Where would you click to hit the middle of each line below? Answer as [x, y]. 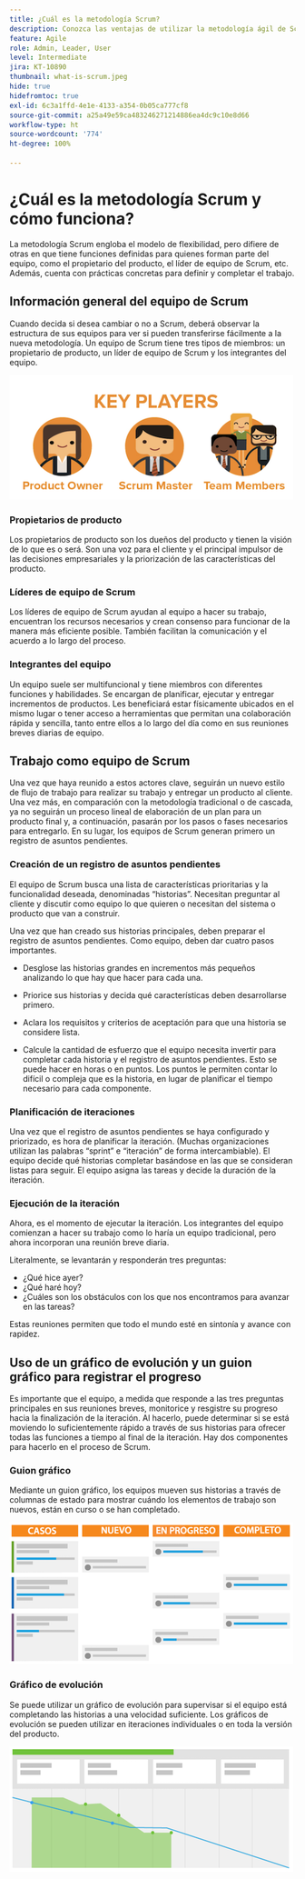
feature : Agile [38, 38]
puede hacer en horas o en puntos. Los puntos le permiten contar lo [150, 1069]
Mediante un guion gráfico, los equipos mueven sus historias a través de [145, 1490]
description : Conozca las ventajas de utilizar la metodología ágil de [148, 29]
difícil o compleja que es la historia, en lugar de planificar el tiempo [148, 1078]
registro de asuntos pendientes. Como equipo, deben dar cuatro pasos [142, 940]
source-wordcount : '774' [56, 135]
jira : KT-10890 [38, 67]
